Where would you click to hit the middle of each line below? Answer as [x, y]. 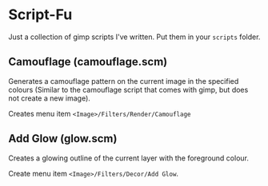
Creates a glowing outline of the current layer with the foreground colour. [129, 158]
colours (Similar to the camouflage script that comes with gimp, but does [128, 89]
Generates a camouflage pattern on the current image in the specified [124, 81]
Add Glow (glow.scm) [63, 139]
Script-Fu [40, 15]
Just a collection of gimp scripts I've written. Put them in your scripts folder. [134, 37]
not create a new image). [49, 98]
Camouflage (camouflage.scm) [88, 62]
